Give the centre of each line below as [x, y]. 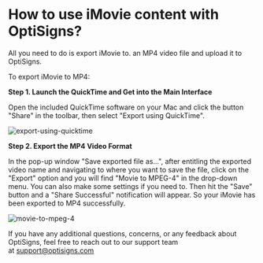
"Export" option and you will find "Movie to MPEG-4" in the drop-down [123, 178]
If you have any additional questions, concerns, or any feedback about [122, 233]
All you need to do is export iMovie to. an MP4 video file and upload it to [125, 53]
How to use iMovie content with [113, 15]
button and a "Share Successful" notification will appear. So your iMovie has [132, 194]
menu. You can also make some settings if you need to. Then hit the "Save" [130, 186]
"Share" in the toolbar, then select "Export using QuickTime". [106, 115]
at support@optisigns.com [51, 250]
